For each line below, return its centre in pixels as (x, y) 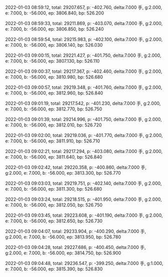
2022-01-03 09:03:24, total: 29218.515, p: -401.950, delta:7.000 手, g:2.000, (83, 199)
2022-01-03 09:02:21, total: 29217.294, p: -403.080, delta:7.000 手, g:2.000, (84, 151)
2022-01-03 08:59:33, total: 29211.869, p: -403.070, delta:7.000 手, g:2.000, (84, 23)
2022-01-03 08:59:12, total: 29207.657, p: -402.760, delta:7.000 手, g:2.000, (84, 7)
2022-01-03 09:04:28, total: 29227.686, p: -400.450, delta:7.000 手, (76, 247)
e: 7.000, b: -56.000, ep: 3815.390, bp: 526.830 (54, 269)
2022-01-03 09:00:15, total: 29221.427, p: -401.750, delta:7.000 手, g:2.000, (83, 55)
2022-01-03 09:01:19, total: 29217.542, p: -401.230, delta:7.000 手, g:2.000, (83, 103)
